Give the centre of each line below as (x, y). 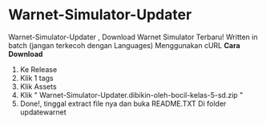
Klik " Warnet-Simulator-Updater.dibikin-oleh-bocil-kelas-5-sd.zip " (131, 95)
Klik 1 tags (36, 78)
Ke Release (38, 69)
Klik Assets (38, 87)
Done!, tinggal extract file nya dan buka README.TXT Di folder (123, 103)
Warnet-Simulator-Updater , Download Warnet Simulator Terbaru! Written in (133, 37)
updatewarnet (43, 112)
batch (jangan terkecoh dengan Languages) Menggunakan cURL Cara (124, 45)
